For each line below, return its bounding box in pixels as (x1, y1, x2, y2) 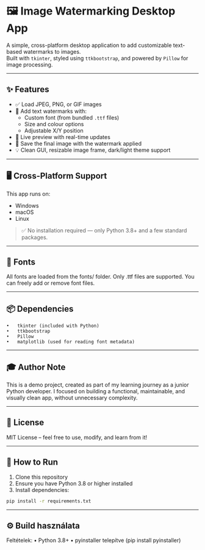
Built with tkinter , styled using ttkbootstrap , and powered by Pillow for (6, 54, 189, 62)
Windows (15, 202, 39, 209)
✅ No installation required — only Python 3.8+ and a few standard (21, 226, 187, 234)
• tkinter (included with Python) (6, 323, 99, 329)
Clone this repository (15, 473, 68, 480)
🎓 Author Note (6, 362, 66, 372)
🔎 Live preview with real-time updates (15, 133, 111, 140)
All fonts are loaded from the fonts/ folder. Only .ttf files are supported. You (6, 273, 195, 280)
